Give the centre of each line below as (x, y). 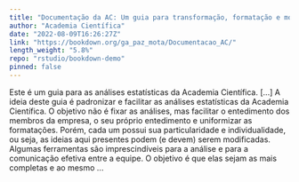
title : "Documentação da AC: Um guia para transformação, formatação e (145, 17)
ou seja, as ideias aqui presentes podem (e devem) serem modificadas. (140, 139)
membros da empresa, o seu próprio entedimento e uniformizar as (131, 120)
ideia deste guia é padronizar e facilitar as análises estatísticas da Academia (149, 101)
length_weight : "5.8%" (51, 51)
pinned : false (36, 67)
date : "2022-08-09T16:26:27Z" (65, 34)
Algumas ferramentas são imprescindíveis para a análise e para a (129, 148)
